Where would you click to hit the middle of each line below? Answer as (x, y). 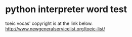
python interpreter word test (66, 9)
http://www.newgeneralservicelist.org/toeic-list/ (55, 28)
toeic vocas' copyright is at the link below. (49, 23)
